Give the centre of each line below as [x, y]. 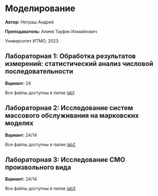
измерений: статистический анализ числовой [79, 64]
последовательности [39, 71]
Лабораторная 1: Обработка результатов [70, 56]
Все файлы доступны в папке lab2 [40, 144]
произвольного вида [38, 167]
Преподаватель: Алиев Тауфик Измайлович [51, 31]
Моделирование [40, 9]
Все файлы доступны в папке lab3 [40, 189]
